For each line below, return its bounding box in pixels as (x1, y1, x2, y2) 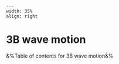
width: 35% (6, 8, 33, 14)
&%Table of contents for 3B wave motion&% (6, 52, 114, 59)
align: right (6, 14, 38, 19)
